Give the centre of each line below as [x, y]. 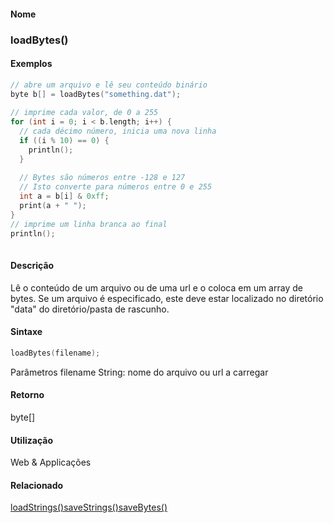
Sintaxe [26, 332]
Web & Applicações [51, 462]
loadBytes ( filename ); [55, 353]
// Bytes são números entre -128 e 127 [102, 178]
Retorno [27, 395]
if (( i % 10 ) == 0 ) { [64, 140]
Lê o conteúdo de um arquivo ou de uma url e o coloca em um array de [156, 287]
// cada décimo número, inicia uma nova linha [118, 131]
